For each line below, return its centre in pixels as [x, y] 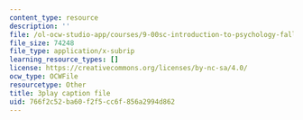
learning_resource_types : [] [64, 60]
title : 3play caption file [60, 93]
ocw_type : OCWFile [44, 77]
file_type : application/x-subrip [72, 51]
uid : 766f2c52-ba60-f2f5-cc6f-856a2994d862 [92, 102]
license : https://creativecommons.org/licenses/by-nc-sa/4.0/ [129, 69]
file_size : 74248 [42, 43]
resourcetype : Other [48, 85]
